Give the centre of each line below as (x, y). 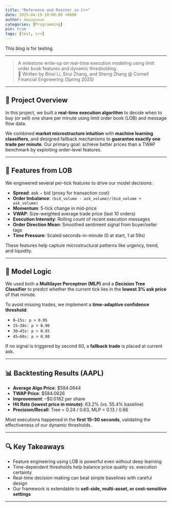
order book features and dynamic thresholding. (68, 69)
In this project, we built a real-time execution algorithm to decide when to (84, 113)
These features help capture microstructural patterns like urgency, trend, (82, 245)
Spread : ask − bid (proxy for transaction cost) (61, 193)
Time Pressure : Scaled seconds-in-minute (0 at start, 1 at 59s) (79, 235)
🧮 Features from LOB (39, 171)
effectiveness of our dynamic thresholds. (49, 425)
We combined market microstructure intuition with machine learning (79, 133)
